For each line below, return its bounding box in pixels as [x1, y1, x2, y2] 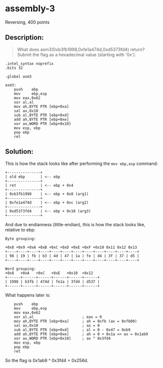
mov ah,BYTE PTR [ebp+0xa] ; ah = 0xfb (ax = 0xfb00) [14, 318, 137, 324]
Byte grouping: [5, 236, 36, 241]
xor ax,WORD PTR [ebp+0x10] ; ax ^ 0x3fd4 [14, 336, 111, 341]
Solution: [5, 148, 33, 156]
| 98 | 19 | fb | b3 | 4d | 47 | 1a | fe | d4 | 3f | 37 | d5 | [5, 253, 139, 258]
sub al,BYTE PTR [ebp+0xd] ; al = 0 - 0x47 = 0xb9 [14, 327, 131, 332]
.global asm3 [5, 74, 32, 79]
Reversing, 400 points [5, 19, 50, 25]
